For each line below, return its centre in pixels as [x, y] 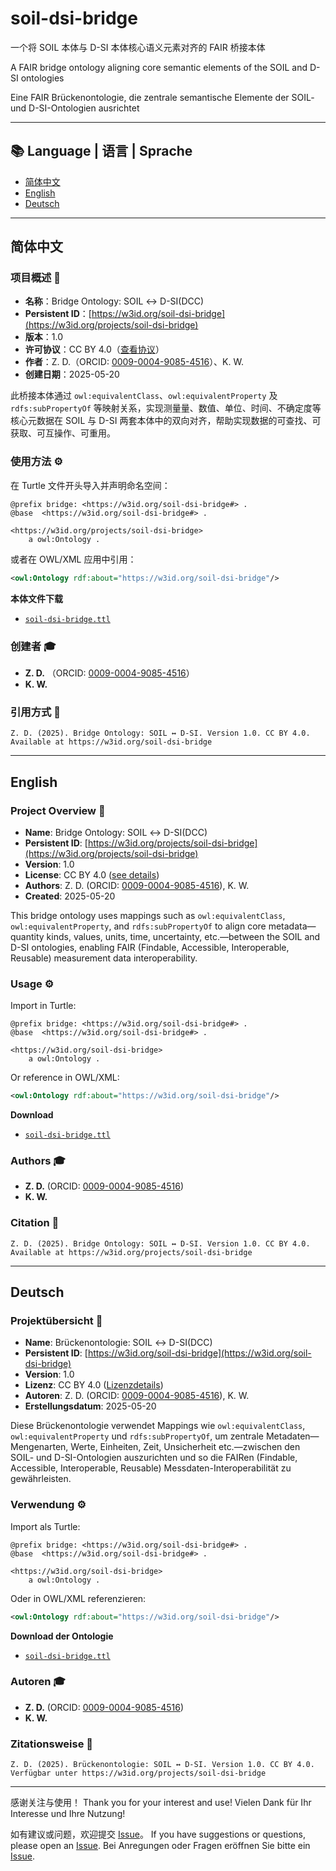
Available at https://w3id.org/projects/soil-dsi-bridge [131, 1252]
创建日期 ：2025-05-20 [72, 374]
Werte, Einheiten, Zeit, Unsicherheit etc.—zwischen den [185, 1447]
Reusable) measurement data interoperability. [104, 958]
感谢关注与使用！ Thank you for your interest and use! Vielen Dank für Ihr [161, 1803]
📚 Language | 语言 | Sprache [101, 151]
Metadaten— [292, 1436]
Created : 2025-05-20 [70, 896]
